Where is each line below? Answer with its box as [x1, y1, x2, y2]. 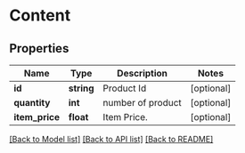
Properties [9, 41, 69, 56]
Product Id [102, 82, 147, 94]
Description [117, 68, 167, 79]
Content [9, 5, 71, 26]
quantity [13, 97, 51, 109]
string [68, 82, 95, 94]
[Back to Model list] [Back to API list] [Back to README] [9, 134, 214, 144]
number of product [102, 97, 183, 109]
